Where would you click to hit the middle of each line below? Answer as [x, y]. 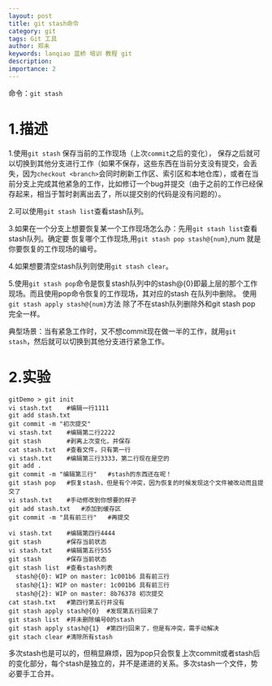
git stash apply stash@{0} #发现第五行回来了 [84, 611]
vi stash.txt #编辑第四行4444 [62, 533]
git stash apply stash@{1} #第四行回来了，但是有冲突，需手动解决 [114, 628]
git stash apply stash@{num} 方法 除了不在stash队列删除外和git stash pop [132, 304]
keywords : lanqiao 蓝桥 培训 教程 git [70, 54]
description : [30, 62]
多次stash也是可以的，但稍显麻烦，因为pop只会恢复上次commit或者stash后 [134, 653]
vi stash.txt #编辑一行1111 [59, 408]
